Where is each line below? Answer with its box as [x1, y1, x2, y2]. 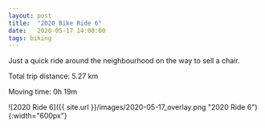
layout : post [8, 11, 52, 20]
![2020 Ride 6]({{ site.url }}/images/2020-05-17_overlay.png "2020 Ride [8, 102, 246, 112]
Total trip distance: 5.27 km [8, 71, 99, 81]
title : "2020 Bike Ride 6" [8, 19, 103, 27]
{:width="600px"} [8, 111, 68, 121]
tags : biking [8, 34, 52, 42]
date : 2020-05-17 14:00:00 [8, 26, 106, 34]
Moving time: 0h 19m [8, 87, 78, 97]
